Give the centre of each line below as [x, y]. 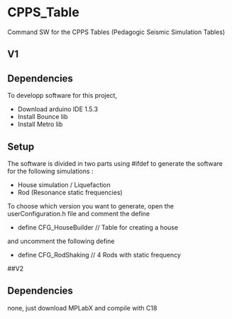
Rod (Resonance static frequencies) [70, 192]
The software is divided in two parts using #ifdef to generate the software [115, 163]
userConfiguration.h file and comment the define [79, 213]
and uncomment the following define [61, 241]
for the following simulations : [50, 171]
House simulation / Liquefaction [64, 184]
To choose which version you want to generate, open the [90, 206]
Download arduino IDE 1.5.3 [57, 109]
